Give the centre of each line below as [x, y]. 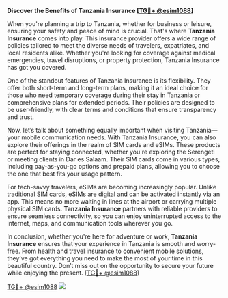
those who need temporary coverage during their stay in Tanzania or [103, 95]
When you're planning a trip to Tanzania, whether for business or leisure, [110, 24]
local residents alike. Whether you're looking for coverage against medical [111, 53]
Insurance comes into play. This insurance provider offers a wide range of [112, 38]
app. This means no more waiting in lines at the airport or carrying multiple [112, 201]
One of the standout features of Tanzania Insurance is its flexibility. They [109, 81]
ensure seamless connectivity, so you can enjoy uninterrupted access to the [114, 216]
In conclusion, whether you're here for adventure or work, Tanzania [102, 236]
